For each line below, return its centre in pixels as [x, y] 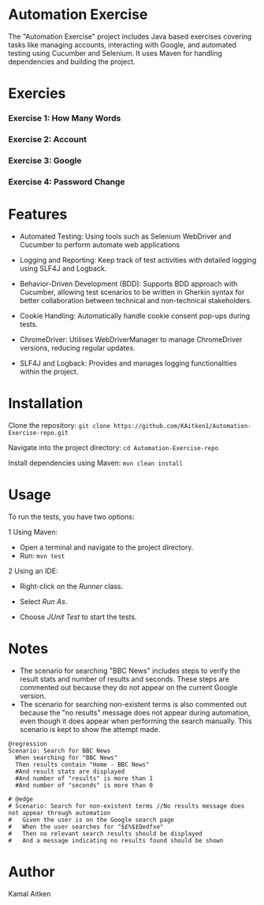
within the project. [49, 371]
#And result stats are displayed [70, 772]
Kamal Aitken [30, 893]
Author [32, 871]
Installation [46, 403]
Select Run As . [43, 601]
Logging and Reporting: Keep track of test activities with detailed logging [138, 260]
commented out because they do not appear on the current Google [128, 687]
